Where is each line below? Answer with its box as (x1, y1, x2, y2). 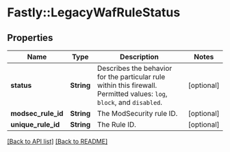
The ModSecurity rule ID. (97, 109, 178, 118)
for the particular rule (97, 72, 166, 81)
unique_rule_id (10, 120, 60, 129)
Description (119, 52, 159, 61)
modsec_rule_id (10, 109, 64, 118)
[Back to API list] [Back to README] (7, 138, 108, 145)
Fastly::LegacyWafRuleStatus (7, 5, 181, 20)
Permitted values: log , (97, 89, 168, 98)
